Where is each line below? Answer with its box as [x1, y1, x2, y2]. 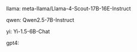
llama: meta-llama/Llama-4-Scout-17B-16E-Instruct [6, 5, 132, 12]
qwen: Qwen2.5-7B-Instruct [6, 17, 74, 23]
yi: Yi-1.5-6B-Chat [6, 28, 50, 35]
